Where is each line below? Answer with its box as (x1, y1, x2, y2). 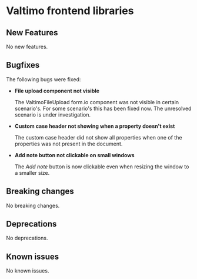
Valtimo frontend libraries (6, 4, 134, 18)
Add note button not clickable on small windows (14, 151, 135, 158)
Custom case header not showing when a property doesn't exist (14, 122, 175, 129)
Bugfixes (6, 60, 40, 70)
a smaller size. (14, 169, 50, 176)
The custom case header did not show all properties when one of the (14, 134, 182, 141)
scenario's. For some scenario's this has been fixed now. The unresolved (14, 105, 192, 112)
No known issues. (6, 267, 49, 274)
